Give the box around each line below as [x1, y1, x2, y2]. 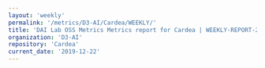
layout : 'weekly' [8, 11, 65, 20]
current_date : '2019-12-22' [8, 48, 101, 55]
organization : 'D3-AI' [8, 33, 83, 41]
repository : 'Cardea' [8, 41, 80, 48]
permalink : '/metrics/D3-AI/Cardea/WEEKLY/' [8, 19, 157, 27]
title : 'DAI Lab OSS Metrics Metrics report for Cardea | [8, 26, 203, 34]
